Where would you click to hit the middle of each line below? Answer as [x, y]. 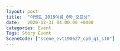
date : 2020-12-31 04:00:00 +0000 [50, 22]
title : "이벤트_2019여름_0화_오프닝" [48, 17]
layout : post [22, 11]
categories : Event [29, 28]
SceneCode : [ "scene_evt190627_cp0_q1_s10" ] [61, 39]
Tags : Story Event [29, 33]
